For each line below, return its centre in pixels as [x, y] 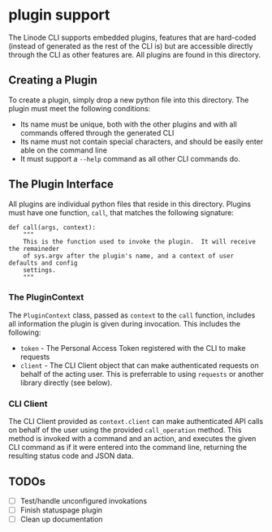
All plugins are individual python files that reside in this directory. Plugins [130, 204]
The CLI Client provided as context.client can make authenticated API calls [136, 422]
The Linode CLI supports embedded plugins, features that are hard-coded [132, 37]
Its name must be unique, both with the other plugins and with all [128, 124]
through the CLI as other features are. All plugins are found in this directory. [135, 54]
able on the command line [64, 150]
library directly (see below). [66, 383]
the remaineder [34, 249]
